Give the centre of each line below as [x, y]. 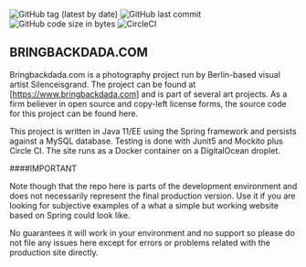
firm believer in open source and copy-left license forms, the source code [148, 103]
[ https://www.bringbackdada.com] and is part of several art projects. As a [148, 94]
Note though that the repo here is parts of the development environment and [153, 186]
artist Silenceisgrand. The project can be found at [103, 84]
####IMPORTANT [43, 168]
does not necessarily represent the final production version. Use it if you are [153, 196]
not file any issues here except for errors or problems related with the [140, 242]
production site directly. [54, 252]
